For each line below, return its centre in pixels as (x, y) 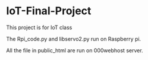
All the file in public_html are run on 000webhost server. (75, 50)
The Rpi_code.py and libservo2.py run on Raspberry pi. (74, 39)
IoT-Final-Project (49, 11)
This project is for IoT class (39, 27)
